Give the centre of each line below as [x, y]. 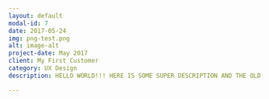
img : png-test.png [39, 38]
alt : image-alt [34, 46]
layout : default [35, 16]
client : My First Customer [54, 61]
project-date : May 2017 [48, 53]
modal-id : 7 [28, 23]
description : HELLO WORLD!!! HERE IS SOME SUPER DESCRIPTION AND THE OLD [135, 76]
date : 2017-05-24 [37, 31]
